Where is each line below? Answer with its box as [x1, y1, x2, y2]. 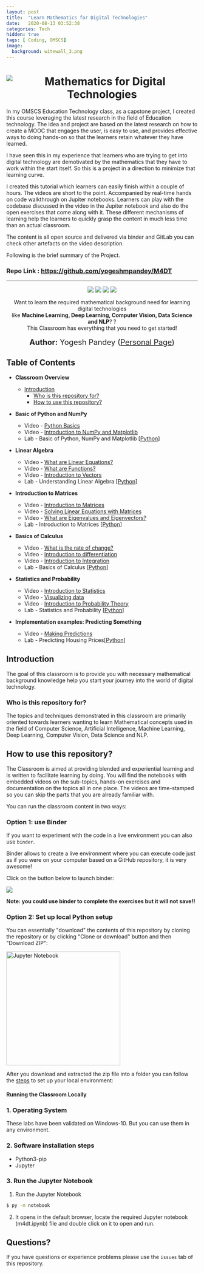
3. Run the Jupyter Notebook [6, 1176, 93, 1185]
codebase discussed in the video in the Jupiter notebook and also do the [6, 202, 189, 210]
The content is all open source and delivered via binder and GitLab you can [6, 233, 194, 241]
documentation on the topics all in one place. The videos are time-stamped [6, 784, 194, 791]
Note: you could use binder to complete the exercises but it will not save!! [6, 898, 195, 905]
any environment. [6, 1126, 50, 1133]
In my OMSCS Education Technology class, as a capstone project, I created [6, 108, 195, 115]
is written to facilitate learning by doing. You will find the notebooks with [6, 771, 187, 779]
